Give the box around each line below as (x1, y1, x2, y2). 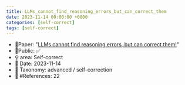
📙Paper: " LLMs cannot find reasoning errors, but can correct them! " (14, 41, 180, 48)
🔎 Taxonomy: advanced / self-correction (14, 66, 113, 73)
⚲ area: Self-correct (14, 54, 63, 61)
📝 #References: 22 (14, 73, 60, 80)
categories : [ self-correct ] (6, 19, 75, 25)
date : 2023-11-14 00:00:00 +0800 (6, 14, 88, 20)
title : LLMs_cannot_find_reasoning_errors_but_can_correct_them (6, 8, 167, 15)
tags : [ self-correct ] (6, 25, 59, 31)
